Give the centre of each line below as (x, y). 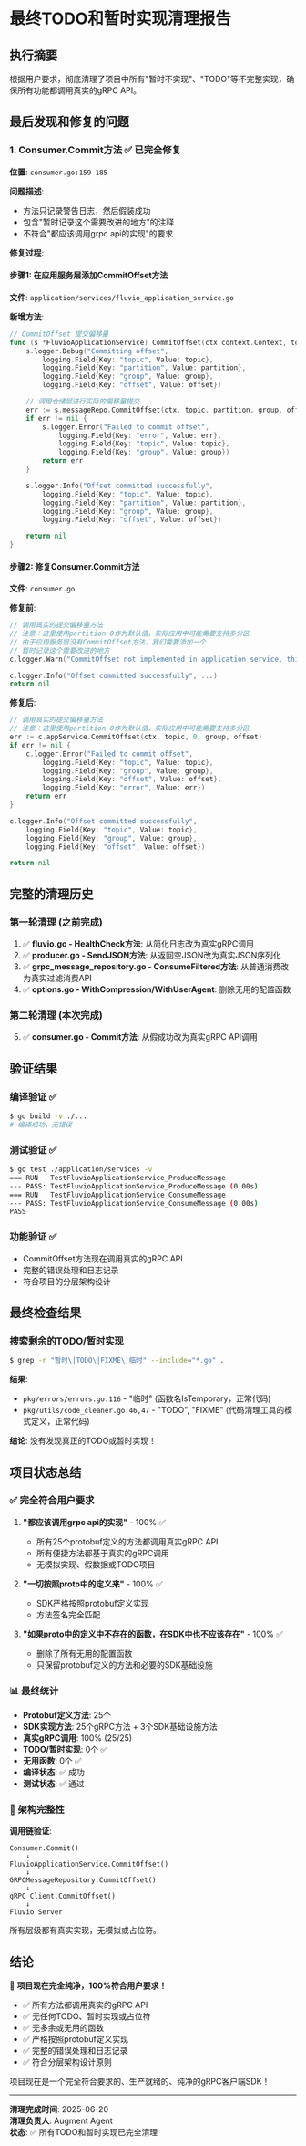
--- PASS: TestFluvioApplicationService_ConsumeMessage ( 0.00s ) (134, 1203)
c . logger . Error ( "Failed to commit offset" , (110, 754)
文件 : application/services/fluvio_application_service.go (122, 297)
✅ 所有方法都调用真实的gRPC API (85, 2005)
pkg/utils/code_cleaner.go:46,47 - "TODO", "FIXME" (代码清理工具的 (153, 1410)
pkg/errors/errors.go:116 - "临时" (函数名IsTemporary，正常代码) (147, 1398)
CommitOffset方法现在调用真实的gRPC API (103, 1258)
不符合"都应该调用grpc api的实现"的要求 (98, 233)
